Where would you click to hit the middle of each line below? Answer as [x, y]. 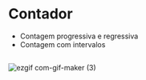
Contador [41, 14]
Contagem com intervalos [63, 44]
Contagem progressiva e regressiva [79, 36]
